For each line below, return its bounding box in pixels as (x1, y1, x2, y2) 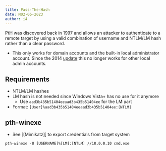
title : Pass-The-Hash (5, 7, 50, 12)
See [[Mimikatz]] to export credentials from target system (12, 132, 130, 137)
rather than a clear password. (5, 41, 65, 47)
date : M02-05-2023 (5, 12, 43, 17)
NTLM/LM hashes (12, 88, 49, 94)
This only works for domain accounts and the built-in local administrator (12, 50, 160, 56)
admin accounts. (12, 60, 47, 67)
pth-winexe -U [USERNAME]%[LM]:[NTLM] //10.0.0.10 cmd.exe (5, 141, 130, 146)
